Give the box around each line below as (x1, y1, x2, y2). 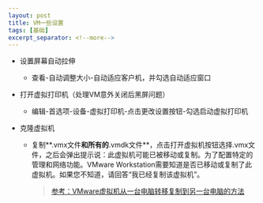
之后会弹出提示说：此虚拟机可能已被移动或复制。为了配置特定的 (45, 150, 254, 160)
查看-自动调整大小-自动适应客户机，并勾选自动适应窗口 (31, 73, 212, 83)
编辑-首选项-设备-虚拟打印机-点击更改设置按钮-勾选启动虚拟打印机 (31, 107, 249, 116)
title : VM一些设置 (8, 19, 65, 27)
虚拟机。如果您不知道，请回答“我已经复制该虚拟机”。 (31, 170, 204, 179)
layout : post (8, 11, 51, 20)
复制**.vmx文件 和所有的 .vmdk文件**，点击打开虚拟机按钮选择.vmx (31, 140, 249, 150)
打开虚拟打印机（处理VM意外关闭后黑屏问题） (19, 90, 170, 100)
